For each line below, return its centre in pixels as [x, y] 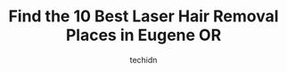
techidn [143, 60]
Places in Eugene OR [143, 35]
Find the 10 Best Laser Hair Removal [143, 16]
